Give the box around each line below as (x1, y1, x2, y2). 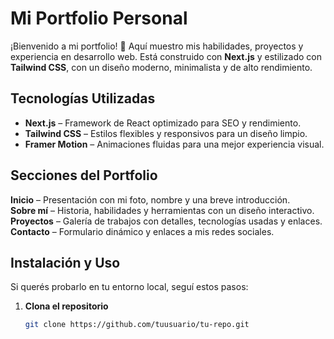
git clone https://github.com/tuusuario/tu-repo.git (24, 320, 250, 330)
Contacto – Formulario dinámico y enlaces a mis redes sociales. (10, 225, 275, 237)
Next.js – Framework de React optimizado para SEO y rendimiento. (24, 117, 302, 129)
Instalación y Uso (10, 254, 121, 271)
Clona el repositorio (24, 300, 109, 312)
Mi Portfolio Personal (10, 7, 188, 30)
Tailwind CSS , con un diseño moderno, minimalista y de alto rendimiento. (10, 61, 313, 73)
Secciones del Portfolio (10, 167, 158, 184)
